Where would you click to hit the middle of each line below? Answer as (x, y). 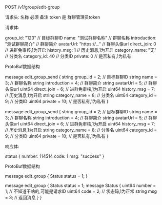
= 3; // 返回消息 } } (23, 197)
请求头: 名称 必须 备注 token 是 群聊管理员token (52, 17)
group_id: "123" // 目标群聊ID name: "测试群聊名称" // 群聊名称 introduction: (81, 38)
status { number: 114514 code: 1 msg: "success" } (55, 156)
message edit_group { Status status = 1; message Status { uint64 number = (81, 185)
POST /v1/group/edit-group (32, 7)
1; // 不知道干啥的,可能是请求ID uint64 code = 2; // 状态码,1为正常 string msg (81, 191)
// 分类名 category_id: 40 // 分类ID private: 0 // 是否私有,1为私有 (68, 56)
